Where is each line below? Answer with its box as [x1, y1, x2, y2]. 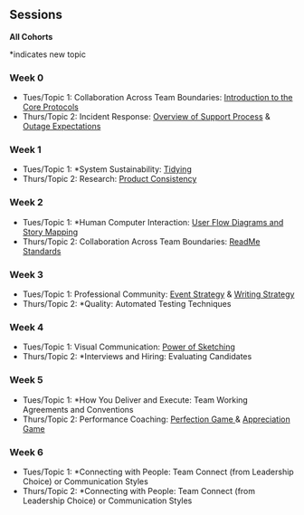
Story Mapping [22, 226, 79, 237]
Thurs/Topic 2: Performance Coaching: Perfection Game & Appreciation [22, 414, 291, 424]
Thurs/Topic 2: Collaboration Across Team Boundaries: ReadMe [22, 235, 261, 247]
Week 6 [9, 445, 43, 458]
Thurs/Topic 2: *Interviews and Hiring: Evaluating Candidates [22, 351, 252, 362]
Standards [22, 245, 62, 256]
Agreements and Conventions [22, 404, 134, 415]
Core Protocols [22, 101, 79, 112]
